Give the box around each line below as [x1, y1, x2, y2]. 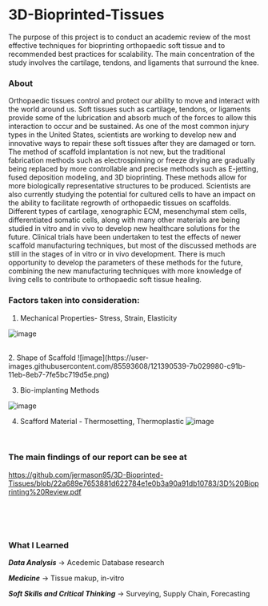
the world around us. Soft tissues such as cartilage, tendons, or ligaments [8, 104, 251, 114]
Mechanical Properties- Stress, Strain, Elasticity [19, 313, 178, 322]
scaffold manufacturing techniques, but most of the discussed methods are [8, 240, 258, 250]
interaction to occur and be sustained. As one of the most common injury [8, 122, 250, 131]
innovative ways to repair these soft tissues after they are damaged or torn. [8, 139, 256, 148]
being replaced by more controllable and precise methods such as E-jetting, [8, 164, 258, 174]
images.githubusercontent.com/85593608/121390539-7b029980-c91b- [8, 361, 246, 370]
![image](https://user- [77, 353, 150, 362]
